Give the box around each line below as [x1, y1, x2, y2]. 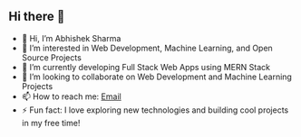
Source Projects [21, 51, 83, 63]
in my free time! [21, 117, 81, 128]
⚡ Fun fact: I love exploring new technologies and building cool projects [21, 105, 289, 115]
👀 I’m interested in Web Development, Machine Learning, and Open [21, 42, 273, 53]
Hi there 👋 [8, 9, 65, 24]
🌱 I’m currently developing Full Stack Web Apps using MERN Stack [21, 61, 271, 72]
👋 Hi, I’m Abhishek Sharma [21, 32, 121, 43]
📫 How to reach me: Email [21, 91, 121, 102]
